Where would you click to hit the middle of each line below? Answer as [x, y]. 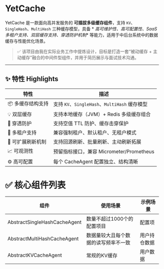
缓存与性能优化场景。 [26, 41]
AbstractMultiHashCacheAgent [43, 239]
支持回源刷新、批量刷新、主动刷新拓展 [97, 141]
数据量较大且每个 [106, 235]
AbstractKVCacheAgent [35, 255]
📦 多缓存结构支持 [28, 103]
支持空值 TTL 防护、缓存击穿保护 [91, 123]
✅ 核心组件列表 [35, 185]
